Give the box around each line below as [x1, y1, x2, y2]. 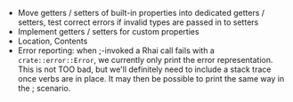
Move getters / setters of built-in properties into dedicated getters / [17, 8, 265, 18]
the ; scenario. [17, 83, 71, 93]
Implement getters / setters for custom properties [17, 27, 199, 36]
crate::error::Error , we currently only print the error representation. [17, 55, 273, 65]
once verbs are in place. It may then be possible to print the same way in [17, 74, 285, 83]
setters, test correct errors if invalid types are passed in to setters [17, 17, 259, 27]
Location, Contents [17, 35, 88, 46]
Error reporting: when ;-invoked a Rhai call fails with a [17, 45, 216, 56]
